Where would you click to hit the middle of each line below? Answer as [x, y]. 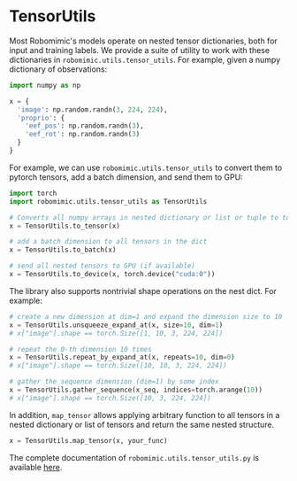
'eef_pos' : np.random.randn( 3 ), [84, 126]
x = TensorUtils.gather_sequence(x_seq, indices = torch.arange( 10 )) [136, 390]
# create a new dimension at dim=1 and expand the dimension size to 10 [146, 316]
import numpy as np [45, 85]
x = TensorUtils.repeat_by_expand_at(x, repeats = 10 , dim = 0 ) [122, 357]
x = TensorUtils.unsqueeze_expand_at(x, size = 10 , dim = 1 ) [116, 325]
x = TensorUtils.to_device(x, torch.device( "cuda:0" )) [112, 275]
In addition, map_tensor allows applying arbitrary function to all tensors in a [145, 415]
